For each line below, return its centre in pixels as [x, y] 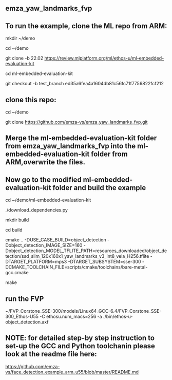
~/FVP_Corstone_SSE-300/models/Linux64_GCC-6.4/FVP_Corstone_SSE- [83, 311]
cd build [14, 230]
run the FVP [25, 299]
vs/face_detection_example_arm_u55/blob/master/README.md [72, 372]
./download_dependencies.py [37, 210]
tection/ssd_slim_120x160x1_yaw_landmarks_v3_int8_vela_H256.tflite [77, 256]
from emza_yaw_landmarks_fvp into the [71, 146]
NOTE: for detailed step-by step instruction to [80, 338]
